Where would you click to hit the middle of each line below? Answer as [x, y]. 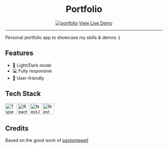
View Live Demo [96, 23]
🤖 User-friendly [28, 78]
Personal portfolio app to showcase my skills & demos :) [63, 37]
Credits [17, 128]
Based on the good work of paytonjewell [47, 140]
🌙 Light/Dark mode [32, 65]
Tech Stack [23, 94]
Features [19, 53]
